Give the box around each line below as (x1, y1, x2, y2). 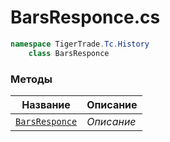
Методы (10, 72, 53, 86)
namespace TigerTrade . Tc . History (10, 39, 150, 49)
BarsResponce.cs (10, 6, 161, 29)
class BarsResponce (28, 48, 110, 58)
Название (21, 97, 71, 111)
